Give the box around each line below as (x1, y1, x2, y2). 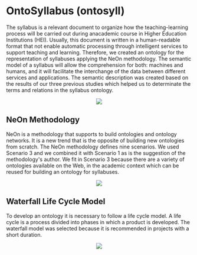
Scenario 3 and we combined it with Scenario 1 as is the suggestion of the (6, 149, 186, 156)
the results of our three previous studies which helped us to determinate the (6, 80, 191, 87)
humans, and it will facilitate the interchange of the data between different (6, 67, 186, 75)
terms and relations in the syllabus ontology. (6, 86, 114, 93)
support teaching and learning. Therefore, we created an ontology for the (6, 49, 185, 56)
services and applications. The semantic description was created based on (6, 74, 189, 81)
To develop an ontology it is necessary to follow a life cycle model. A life (6, 212, 182, 220)
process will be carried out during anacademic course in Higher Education (6, 30, 187, 37)
